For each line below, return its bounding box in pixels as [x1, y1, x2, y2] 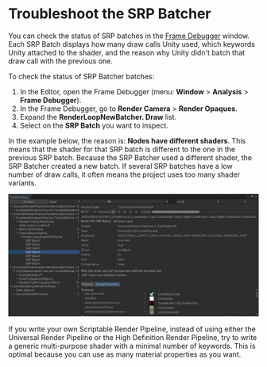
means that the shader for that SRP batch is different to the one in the [8, 144, 236, 154]
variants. [8, 178, 37, 187]
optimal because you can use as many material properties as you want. [8, 350, 242, 359]
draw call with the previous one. [8, 56, 114, 66]
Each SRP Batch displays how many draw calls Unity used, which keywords [8, 39, 256, 48]
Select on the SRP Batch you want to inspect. [19, 120, 169, 130]
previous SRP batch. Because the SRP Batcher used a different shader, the [8, 152, 253, 162]
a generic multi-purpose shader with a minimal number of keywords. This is [8, 341, 256, 350]
